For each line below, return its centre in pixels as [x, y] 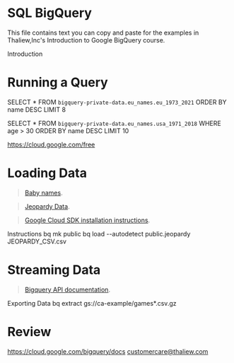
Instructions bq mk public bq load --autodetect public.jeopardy [99, 234]
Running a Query [58, 82]
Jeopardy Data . [47, 206]
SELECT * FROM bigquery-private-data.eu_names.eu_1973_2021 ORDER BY [117, 102]
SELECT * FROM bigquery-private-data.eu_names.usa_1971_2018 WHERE [114, 123]
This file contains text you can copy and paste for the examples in [103, 33]
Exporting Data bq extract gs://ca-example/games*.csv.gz [92, 303]
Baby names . [43, 192]
